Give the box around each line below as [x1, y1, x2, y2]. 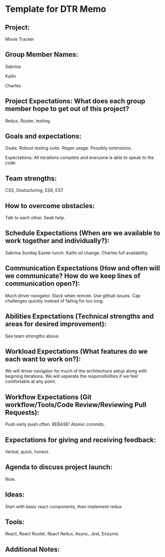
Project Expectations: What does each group [5, 97, 145, 106]
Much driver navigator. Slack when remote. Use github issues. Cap [5, 293, 140, 298]
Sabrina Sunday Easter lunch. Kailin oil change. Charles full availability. [5, 250, 149, 256]
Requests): [5, 408, 39, 416]
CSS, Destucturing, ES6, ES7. [5, 187, 64, 193]
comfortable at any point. [5, 378, 57, 384]
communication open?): [5, 280, 80, 288]
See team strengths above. [5, 333, 60, 339]
